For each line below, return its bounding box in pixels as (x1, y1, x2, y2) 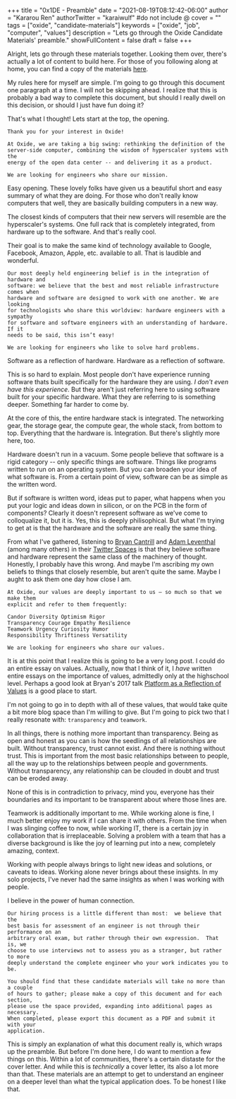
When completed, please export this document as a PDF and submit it (7, 1015, 216, 1022)
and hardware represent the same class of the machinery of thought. (7, 552, 208, 561)
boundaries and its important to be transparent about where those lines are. (7, 795, 227, 804)
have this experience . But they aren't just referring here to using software (7, 385, 221, 393)
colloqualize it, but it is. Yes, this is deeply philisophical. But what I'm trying (7, 516, 225, 525)
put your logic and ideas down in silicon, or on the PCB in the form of (7, 501, 208, 509)
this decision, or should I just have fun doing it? (7, 101, 144, 109)
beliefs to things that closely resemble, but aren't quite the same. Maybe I (7, 568, 221, 576)
